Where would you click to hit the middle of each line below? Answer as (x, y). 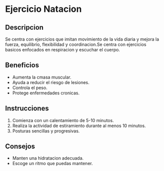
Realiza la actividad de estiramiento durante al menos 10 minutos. (79, 126)
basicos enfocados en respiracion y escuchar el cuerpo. (63, 50)
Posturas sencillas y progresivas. (46, 131)
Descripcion (24, 27)
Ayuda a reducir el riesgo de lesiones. (51, 82)
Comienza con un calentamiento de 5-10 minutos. (63, 120)
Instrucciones (27, 108)
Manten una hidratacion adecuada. (48, 158)
